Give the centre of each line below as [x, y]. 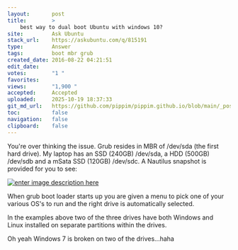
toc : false [38, 113]
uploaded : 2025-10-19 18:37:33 [60, 100]
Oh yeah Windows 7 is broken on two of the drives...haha [91, 239]
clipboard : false [38, 126]
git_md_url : [25, 106]
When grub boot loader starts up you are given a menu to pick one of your [116, 196]
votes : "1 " [36, 73]
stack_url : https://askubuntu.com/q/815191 [77, 40]
